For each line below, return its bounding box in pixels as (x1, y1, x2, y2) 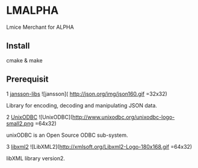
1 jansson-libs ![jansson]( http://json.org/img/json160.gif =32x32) (6, 90, 167, 97)
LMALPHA (6, 4, 59, 17)
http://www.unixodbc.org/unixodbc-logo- (72, 113, 175, 121)
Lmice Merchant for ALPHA (6, 23, 74, 31)
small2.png (6, 119, 34, 127)
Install (6, 41, 30, 51)
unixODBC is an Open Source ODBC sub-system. (6, 131, 128, 139)
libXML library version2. (6, 154, 65, 162)
